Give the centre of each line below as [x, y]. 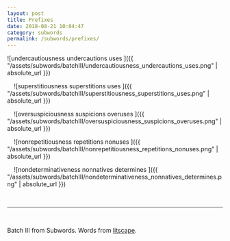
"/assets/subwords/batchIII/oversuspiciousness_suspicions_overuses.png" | [115, 121]
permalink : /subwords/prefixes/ [53, 39]
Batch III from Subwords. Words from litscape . [72, 231]
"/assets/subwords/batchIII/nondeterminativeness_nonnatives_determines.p [115, 177]
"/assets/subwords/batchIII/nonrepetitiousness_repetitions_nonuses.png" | [113, 149]
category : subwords [35, 33]
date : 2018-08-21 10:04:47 [46, 26]
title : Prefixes [30, 20]
